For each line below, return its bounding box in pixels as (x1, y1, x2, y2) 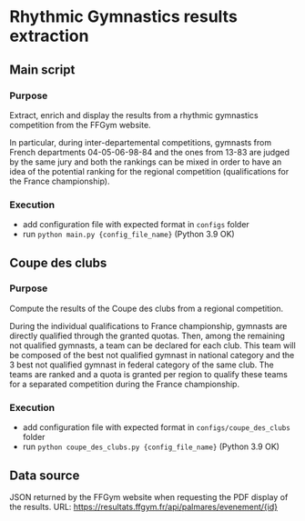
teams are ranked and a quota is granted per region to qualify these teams (9, 368, 289, 379)
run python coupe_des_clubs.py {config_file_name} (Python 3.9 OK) (22, 441, 280, 452)
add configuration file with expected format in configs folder (22, 219, 250, 230)
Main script (9, 62, 76, 77)
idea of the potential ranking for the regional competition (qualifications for (9, 165, 290, 176)
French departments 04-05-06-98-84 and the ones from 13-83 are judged (9, 146, 290, 157)
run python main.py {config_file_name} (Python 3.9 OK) (22, 229, 235, 240)
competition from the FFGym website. (9, 119, 152, 130)
